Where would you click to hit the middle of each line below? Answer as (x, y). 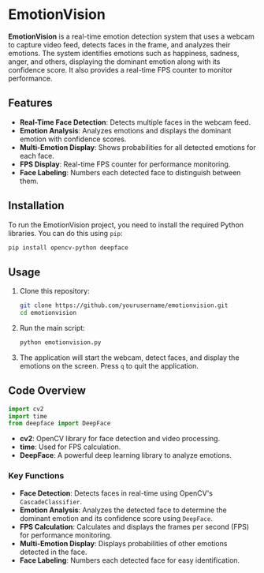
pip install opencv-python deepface (68, 247)
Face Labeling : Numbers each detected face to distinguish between (130, 172)
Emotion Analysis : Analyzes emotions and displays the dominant (125, 130)
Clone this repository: (54, 291)
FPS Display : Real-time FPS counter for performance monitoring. (125, 164)
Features (30, 103)
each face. (37, 155)
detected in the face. (53, 552)
